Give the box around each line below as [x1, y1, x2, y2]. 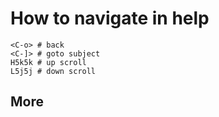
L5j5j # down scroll [10, 66, 97, 76]
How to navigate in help [10, 7, 210, 30]
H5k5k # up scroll [10, 57, 87, 67]
